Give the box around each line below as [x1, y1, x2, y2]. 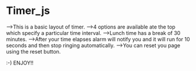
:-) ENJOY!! [6, 59, 34, 66]
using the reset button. [6, 48, 61, 55]
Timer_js [6, 4, 50, 17]
